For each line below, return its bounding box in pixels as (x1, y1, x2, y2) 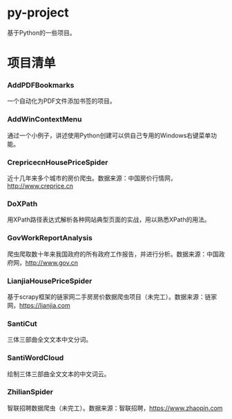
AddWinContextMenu (7, 115, 82, 124)
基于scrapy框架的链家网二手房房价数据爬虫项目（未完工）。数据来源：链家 (7, 292, 217, 301)
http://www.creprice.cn (7, 182, 74, 191)
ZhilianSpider (7, 387, 54, 397)
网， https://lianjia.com (7, 301, 70, 309)
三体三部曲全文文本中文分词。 (7, 335, 92, 344)
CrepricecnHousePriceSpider (7, 157, 108, 167)
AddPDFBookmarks (7, 81, 75, 90)
